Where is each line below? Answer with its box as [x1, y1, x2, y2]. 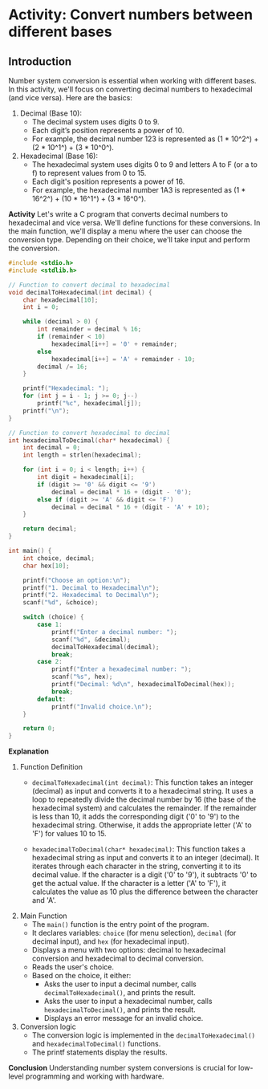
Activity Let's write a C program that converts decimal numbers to [8, 209, 229, 218]
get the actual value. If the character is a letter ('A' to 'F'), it [31, 879, 226, 888]
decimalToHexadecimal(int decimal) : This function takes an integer [31, 778, 254, 787]
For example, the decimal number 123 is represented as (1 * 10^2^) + [31, 134, 259, 144]
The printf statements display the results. [31, 1047, 169, 1057]
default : [37, 695, 67, 703]
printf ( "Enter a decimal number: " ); [51, 628, 178, 636]
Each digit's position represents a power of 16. [31, 177, 185, 186]
